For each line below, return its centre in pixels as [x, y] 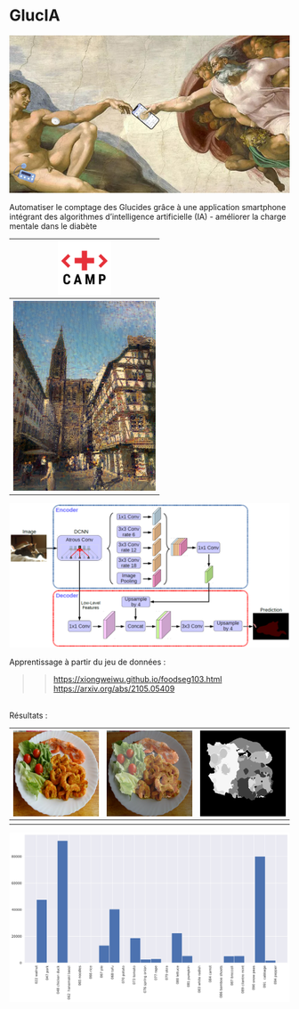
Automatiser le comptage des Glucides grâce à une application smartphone [148, 207]
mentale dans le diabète [53, 226]
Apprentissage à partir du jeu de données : [88, 662]
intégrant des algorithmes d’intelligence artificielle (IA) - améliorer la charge [148, 217]
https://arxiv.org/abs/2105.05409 [114, 689]
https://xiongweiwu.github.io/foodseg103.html [137, 679]
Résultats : [28, 716]
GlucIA [35, 16]
